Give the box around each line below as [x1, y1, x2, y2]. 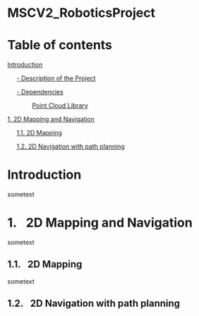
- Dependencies [16, 88, 64, 96]
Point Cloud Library [32, 101, 88, 110]
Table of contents [7, 37, 113, 53]
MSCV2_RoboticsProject [7, 5, 156, 21]
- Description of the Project [16, 74, 96, 82]
